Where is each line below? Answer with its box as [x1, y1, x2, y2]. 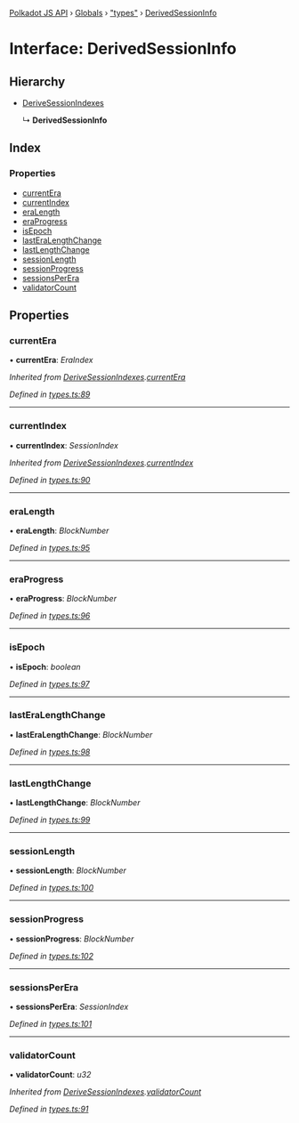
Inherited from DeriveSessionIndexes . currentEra [9, 372, 186, 383]
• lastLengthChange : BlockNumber [9, 797, 141, 808]
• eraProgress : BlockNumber [9, 594, 117, 604]
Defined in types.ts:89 [9, 389, 91, 400]
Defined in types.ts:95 [9, 542, 91, 553]
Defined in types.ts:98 [9, 747, 91, 757]
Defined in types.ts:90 [9, 474, 91, 485]
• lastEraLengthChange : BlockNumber [9, 729, 153, 739]
